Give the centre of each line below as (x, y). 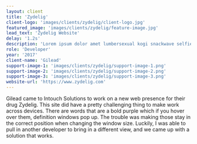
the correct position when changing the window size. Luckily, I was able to (96, 123)
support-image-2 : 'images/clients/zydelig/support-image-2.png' (86, 71)
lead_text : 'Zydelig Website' (43, 33)
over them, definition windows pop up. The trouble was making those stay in (98, 117)
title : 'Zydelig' (27, 17)
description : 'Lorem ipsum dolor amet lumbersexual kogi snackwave (90, 44)
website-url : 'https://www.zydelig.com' (56, 82)
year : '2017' (22, 55)
